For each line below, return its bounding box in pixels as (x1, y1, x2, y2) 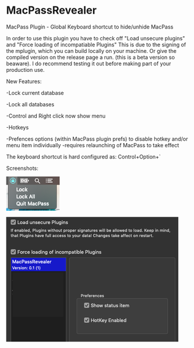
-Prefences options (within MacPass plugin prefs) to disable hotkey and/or (6, 135, 188, 143)
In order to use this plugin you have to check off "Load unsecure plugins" (6, 34, 185, 42)
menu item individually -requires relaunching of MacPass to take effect (6, 141, 179, 148)
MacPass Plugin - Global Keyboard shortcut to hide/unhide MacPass (6, 23, 174, 30)
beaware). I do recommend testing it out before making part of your (6, 60, 171, 67)
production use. (6, 66, 45, 73)
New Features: (6, 78, 42, 85)
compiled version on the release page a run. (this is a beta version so (6, 53, 175, 61)
